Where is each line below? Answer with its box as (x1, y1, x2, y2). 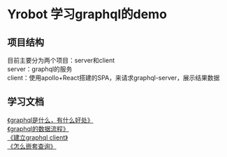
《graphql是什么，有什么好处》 (7, 116, 94, 124)
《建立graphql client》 (7, 133, 68, 142)
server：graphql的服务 (7, 65, 73, 73)
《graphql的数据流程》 (7, 124, 69, 133)
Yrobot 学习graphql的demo (7, 6, 168, 22)
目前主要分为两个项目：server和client (7, 57, 115, 64)
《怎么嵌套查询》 (7, 142, 57, 150)
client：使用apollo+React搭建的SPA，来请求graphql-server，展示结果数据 (7, 74, 220, 82)
